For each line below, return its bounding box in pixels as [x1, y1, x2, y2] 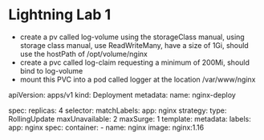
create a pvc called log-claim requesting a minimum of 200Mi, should [19, 58, 250, 67]
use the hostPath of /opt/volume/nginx [19, 49, 148, 58]
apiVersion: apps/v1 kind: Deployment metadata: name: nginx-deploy [8, 90, 237, 99]
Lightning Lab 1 [8, 6, 112, 24]
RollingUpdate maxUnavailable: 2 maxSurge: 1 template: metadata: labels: [8, 114, 251, 123]
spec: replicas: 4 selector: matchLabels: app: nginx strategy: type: [8, 106, 227, 115]
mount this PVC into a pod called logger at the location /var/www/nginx [19, 74, 256, 84]
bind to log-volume [19, 66, 83, 75]
